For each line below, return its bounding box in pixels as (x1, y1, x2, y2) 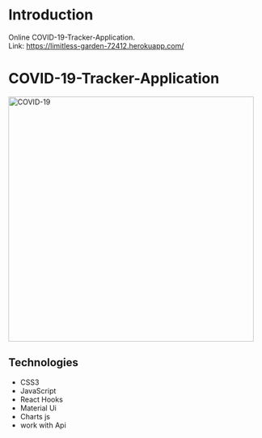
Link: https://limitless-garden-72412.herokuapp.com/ (8, 40, 184, 50)
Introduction (8, 6, 94, 24)
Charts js (19, 411, 51, 421)
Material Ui (19, 402, 57, 413)
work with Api (19, 420, 66, 430)
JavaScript (19, 385, 57, 395)
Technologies (8, 356, 79, 369)
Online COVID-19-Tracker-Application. (8, 32, 136, 42)
